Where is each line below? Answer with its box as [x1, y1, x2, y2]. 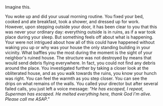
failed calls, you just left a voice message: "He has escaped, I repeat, [5, 86, 144, 91]
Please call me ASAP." [5, 96, 50, 102]
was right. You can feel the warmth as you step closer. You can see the [5, 75, 147, 81]
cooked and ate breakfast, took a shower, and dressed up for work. [5, 19, 140, 24]
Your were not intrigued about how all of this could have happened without [5, 39, 155, 45]
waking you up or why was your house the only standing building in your [5, 45, 151, 50]
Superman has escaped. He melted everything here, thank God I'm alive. [5, 91, 152, 97]
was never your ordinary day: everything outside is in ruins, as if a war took [5, 29, 156, 35]
